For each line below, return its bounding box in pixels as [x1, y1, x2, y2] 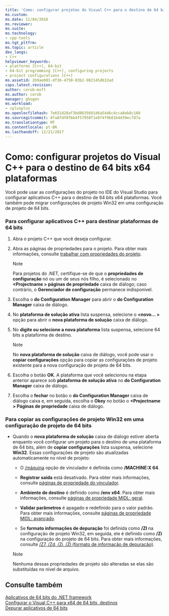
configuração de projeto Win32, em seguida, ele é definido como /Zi [20, 530, 162, 536]
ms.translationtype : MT [5, 120, 55, 125]
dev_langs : [5, 49, 28, 54]
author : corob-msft [5, 87, 46, 92]
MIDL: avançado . [20, 515, 55, 521]
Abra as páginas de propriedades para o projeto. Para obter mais [12, 245, 147, 251]
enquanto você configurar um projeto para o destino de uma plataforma [12, 438, 162, 444]
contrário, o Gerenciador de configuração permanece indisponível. [12, 286, 153, 293]
